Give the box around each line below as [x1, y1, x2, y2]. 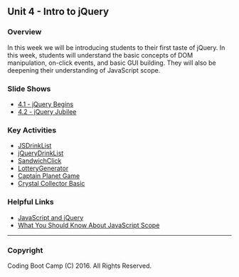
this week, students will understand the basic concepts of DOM [7, 51, 193, 59]
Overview [7, 27, 42, 37]
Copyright [7, 245, 43, 255]
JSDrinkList [17, 142, 52, 150]
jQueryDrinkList [17, 149, 64, 157]
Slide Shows [7, 83, 51, 93]
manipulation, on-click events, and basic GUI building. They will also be [7, 58, 216, 67]
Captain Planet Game [17, 172, 80, 180]
